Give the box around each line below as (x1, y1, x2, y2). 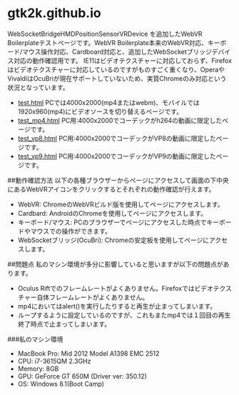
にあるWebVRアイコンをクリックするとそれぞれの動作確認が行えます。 (7, 184, 215, 194)
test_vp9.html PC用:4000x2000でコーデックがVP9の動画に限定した (17, 151, 216, 160)
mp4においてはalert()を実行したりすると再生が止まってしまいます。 (17, 301, 217, 310)
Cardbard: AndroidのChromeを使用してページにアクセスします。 (17, 209, 208, 217)
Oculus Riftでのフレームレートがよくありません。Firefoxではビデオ (17, 284, 214, 292)
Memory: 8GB (17, 364, 59, 373)
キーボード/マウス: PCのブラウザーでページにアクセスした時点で (17, 218, 207, 226)
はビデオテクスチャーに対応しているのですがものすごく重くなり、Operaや (7, 65, 225, 74)
